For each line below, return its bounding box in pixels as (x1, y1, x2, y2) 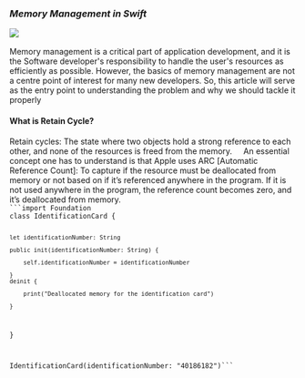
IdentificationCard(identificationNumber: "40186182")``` (9, 362, 234, 371)
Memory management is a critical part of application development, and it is (9, 46, 291, 57)
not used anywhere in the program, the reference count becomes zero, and (9, 184, 292, 195)
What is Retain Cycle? (9, 115, 95, 126)
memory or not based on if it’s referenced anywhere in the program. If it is (9, 174, 287, 185)
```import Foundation (9, 203, 92, 212)
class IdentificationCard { (9, 211, 117, 220)
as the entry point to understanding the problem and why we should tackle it (9, 85, 296, 96)
